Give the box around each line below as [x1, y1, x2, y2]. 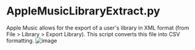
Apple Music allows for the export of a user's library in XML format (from [6, 24, 189, 31]
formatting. [6, 37, 35, 44]
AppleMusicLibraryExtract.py [6, 4, 161, 18]
